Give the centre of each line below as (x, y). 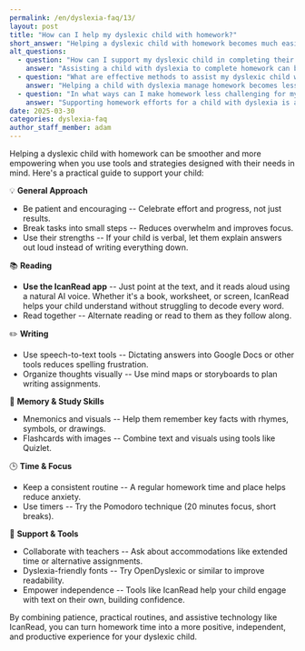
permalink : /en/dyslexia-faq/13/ (73, 18)
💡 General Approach (49, 190)
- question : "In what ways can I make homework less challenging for (152, 94)
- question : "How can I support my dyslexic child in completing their (156, 60)
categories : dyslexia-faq (58, 119)
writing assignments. (62, 384)
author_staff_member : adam (60, 128)
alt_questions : (38, 52)
